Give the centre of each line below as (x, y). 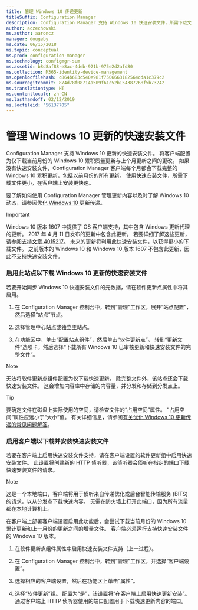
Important (18, 215)
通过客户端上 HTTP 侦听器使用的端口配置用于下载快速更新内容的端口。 (100, 601)
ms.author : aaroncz (30, 34)
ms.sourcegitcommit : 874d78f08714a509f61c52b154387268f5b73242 (85, 83)
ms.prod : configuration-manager (46, 56)
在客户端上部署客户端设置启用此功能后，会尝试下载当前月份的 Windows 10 (96, 521)
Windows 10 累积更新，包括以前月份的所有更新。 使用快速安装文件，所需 (95, 175)
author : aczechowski (32, 28)
